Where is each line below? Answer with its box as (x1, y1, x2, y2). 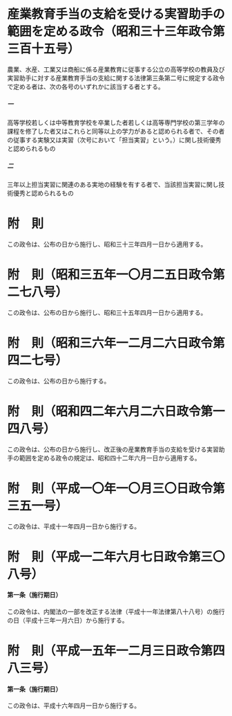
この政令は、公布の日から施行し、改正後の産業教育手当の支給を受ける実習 (7, 445, 219, 454)
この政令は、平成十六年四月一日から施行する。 (7, 701, 140, 710)
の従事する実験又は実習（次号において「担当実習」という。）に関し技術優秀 (7, 136, 222, 144)
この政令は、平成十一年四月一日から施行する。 (7, 522, 140, 530)
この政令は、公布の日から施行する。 (7, 377, 110, 385)
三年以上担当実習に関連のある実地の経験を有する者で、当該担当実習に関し (7, 180, 219, 188)
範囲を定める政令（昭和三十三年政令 (7, 24, 213, 39)
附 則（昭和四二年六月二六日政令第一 (7, 403, 226, 419)
